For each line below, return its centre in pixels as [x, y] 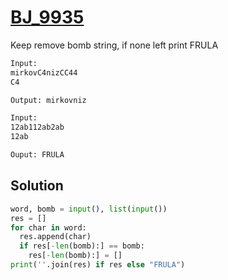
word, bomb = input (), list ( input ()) [89, 209]
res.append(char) [55, 237]
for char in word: [48, 227]
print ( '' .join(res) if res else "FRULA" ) [98, 265]
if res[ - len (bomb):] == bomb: [82, 246]
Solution [37, 186]
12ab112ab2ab [37, 127]
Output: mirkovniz [48, 100]
